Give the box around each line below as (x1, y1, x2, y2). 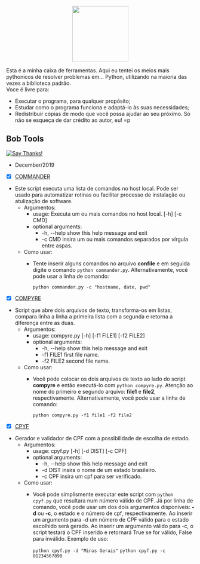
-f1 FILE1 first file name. (41, 351, 100, 358)
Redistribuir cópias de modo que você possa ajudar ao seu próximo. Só (14, 111, 191, 117)
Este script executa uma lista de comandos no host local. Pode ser (14, 185, 179, 192)
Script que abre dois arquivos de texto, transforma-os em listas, (14, 306, 172, 314)
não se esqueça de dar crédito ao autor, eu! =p (14, 117, 131, 124)
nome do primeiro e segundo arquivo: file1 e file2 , (32, 388, 156, 395)
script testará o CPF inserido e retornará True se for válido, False (32, 529, 192, 536)
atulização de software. (14, 197, 73, 204)
